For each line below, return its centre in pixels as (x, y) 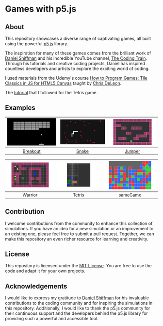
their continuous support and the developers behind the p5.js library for (76, 313)
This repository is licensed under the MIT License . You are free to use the (78, 266)
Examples (20, 108)
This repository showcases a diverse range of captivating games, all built (78, 38)
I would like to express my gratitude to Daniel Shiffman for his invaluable (77, 298)
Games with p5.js (41, 9)
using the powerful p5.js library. (37, 44)
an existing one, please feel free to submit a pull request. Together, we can (80, 234)
